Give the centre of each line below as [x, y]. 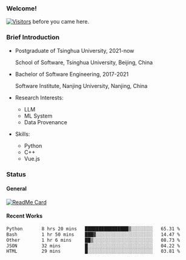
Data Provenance [46, 122]
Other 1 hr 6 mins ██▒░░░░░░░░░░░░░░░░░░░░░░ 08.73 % [93, 240]
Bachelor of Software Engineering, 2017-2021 [72, 74]
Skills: [22, 134]
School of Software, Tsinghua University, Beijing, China [84, 62]
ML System [38, 116]
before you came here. [61, 22]
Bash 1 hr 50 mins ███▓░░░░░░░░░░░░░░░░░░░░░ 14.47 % [93, 235]
